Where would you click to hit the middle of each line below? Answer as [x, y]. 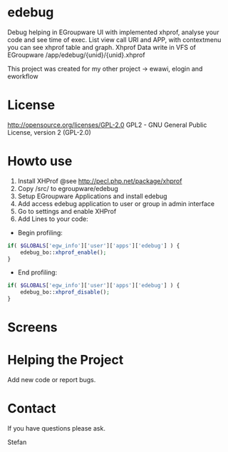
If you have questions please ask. [56, 428]
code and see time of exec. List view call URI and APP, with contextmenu [114, 39]
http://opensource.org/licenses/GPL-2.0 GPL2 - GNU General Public [107, 125]
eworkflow [23, 76]
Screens [32, 328]
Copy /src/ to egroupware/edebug [68, 188]
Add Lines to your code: [53, 219]
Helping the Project [66, 360]
